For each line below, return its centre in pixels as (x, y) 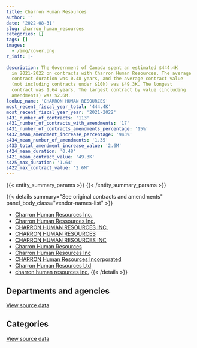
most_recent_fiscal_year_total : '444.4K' (59, 106)
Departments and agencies (58, 291)
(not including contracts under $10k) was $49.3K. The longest (92, 85)
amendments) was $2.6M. (41, 95)
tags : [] (17, 40)
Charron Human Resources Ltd (53, 266)
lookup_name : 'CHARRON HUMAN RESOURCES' (57, 101)
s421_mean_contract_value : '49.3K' (51, 157)
